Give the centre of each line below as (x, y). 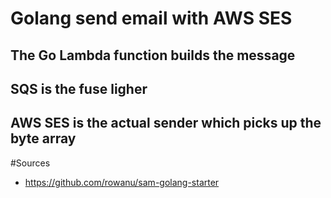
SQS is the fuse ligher (79, 88)
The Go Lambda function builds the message (153, 55)
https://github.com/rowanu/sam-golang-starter (122, 182)
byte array (43, 138)
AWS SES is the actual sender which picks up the (166, 123)
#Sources (30, 163)
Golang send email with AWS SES (151, 18)
